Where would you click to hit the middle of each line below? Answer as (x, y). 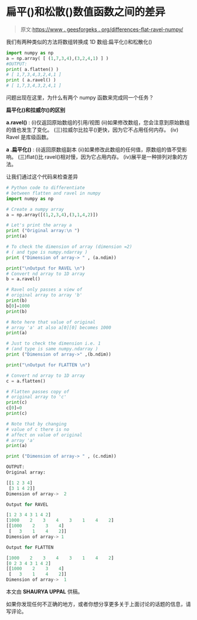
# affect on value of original (44, 435)
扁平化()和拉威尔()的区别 (36, 110)
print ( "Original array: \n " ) (43, 231)
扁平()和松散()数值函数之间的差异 (86, 12)
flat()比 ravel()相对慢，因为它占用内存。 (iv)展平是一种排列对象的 (105, 157)
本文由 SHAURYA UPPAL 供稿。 (45, 592)
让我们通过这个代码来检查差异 (42, 177)
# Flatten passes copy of (38, 391)
